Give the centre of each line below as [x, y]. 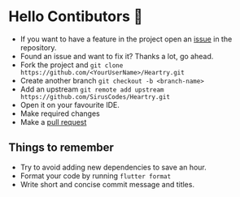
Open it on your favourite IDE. [70, 105]
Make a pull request [53, 122]
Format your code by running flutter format [96, 176]
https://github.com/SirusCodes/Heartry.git [95, 96]
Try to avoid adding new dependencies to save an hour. [113, 167]
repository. [38, 47]
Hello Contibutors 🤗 [76, 17]
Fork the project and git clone [72, 65]
